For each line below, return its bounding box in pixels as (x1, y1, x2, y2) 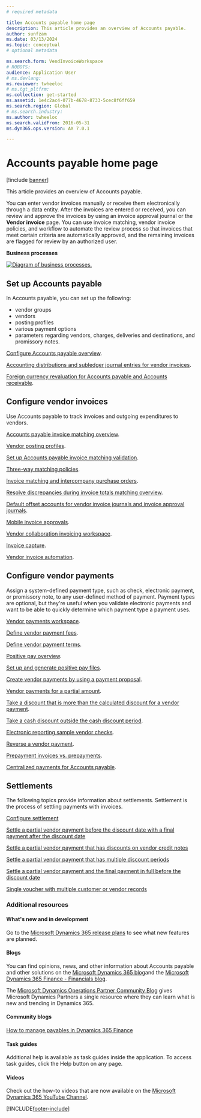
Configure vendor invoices (6, 397, 108, 407)
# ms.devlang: (6, 75, 42, 81)
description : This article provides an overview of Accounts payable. (6, 25, 187, 31)
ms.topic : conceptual (6, 42, 61, 48)
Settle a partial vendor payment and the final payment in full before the (6, 868, 181, 875)
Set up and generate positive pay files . (6, 664, 102, 671)
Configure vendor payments (6, 571, 114, 581)
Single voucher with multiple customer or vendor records (6, 886, 147, 893)
